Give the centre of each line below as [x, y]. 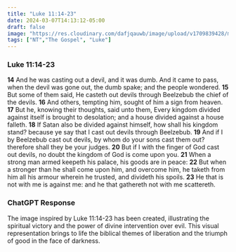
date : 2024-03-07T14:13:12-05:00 [56, 20]
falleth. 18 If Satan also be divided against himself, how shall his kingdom [113, 125]
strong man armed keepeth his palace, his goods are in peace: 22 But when [117, 162]
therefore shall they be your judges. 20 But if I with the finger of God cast [113, 147]
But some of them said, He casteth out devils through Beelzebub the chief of [118, 95]
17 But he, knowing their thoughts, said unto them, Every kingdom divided [114, 110]
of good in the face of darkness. [54, 241]
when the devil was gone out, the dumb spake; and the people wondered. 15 [118, 87]
